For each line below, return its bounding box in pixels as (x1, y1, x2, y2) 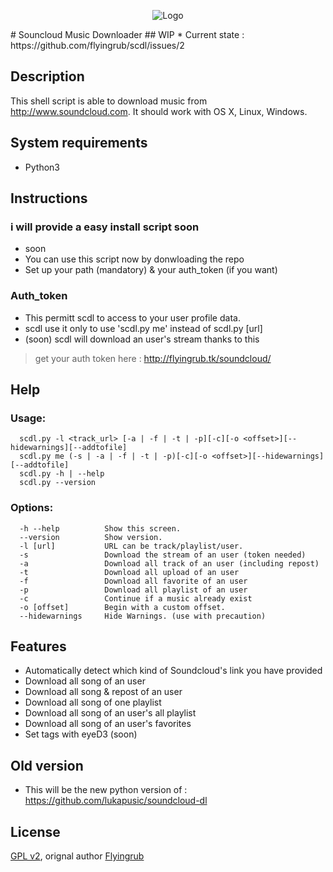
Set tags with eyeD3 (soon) (24, 728, 138, 740)
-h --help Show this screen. (19, 523, 182, 534)
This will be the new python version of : (24, 784, 188, 796)
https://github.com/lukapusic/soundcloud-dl (24, 795, 208, 807)
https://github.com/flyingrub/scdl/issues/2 (10, 40, 185, 51)
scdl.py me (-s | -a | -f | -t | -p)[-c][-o (19, 451, 208, 462)
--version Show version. (19, 532, 163, 542)
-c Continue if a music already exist (19, 593, 253, 604)
